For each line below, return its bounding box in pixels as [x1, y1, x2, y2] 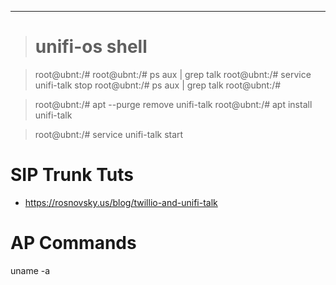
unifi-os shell [34, 36, 148, 58]
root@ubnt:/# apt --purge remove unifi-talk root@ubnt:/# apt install [34, 98, 313, 110]
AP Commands [10, 232, 137, 255]
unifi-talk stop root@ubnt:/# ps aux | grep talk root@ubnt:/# [34, 79, 282, 91]
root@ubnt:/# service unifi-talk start [34, 128, 184, 140]
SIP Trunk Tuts [10, 164, 134, 186]
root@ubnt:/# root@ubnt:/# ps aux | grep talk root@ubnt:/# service [34, 68, 312, 80]
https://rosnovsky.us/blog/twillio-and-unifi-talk [24, 196, 218, 208]
